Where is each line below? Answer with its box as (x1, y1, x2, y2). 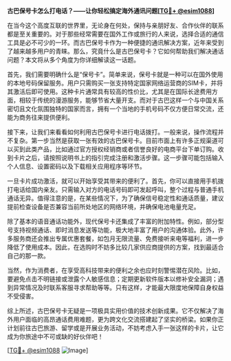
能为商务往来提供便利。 (7, 113, 74, 121)
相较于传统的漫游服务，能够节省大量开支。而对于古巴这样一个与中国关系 (19, 96, 224, 104)
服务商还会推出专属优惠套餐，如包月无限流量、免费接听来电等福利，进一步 (12, 234, 224, 243)
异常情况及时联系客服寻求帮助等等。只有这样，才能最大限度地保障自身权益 (12, 283, 224, 292)
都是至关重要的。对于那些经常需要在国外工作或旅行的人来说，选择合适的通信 (7, 30, 224, 38)
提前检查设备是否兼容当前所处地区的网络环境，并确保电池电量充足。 (7, 203, 200, 210)
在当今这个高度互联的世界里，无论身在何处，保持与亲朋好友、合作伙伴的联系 (7, 21, 224, 30)
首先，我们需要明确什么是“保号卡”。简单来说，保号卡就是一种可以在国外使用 (7, 70, 223, 78)
